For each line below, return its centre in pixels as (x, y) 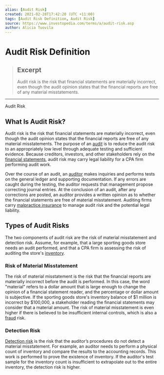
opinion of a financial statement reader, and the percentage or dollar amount (82, 292)
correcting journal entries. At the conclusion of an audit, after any (71, 189)
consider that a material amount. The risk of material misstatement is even (80, 308)
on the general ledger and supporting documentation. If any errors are (76, 179)
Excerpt (29, 70)
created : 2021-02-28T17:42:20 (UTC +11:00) (50, 14)
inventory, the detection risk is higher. (43, 367)
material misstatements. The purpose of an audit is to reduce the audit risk (80, 143)
